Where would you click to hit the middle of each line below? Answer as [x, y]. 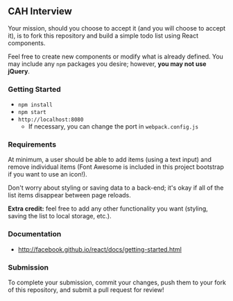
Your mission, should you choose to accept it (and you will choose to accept [117, 28]
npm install [35, 105]
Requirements [32, 145]
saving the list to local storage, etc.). [60, 216]
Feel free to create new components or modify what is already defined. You [116, 56]
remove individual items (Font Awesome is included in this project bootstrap [116, 167]
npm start [32, 113]
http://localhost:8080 [51, 120]
